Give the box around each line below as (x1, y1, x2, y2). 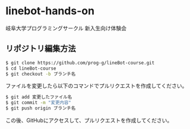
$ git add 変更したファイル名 (5, 94, 72, 100)
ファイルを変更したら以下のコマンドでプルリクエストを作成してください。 (5, 82, 188, 90)
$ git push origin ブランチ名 (5, 105, 76, 111)
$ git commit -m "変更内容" (5, 100, 72, 106)
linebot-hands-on (5, 4, 95, 18)
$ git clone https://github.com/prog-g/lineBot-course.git (5, 59, 155, 66)
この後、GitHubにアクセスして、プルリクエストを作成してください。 (5, 117, 173, 124)
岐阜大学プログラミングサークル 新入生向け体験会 (5, 24, 127, 32)
